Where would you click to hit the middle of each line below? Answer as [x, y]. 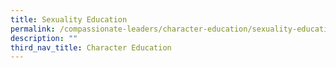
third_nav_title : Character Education [91, 47]
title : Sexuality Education [69, 19]
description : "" [44, 38]
